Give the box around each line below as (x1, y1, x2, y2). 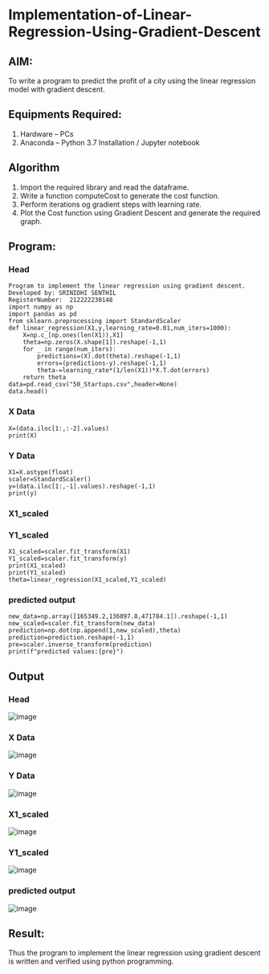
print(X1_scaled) (8, 562, 67, 570)
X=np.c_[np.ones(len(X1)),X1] (22, 331, 124, 339)
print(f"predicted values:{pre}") (8, 648, 124, 656)
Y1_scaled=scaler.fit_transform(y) (8, 555, 128, 563)
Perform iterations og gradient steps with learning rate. (19, 199, 202, 209)
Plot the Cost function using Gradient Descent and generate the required (19, 207, 261, 218)
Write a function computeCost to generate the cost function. (19, 190, 220, 200)
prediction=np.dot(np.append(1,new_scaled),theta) (8, 627, 181, 635)
